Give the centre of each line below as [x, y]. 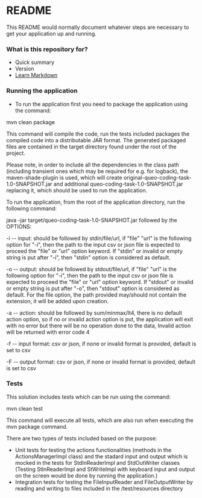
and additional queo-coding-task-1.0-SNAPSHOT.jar [118, 184]
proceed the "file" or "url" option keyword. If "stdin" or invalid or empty [94, 251]
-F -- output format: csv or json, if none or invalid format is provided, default [101, 362]
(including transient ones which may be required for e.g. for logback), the [97, 171]
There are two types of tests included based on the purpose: [82, 438]
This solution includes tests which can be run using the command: [88, 397]
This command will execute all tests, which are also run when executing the [100, 420]
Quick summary [35, 62]
